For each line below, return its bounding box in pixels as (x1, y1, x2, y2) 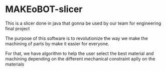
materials (5, 61, 25, 67)
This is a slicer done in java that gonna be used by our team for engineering (5, 20, 161, 26)
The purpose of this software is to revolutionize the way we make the (5, 35, 148, 41)
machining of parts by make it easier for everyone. (5, 40, 109, 46)
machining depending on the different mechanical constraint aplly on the (5, 55, 155, 61)
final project (5, 25, 30, 31)
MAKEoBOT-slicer (5, 4, 83, 15)
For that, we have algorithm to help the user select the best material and (5, 50, 154, 56)
